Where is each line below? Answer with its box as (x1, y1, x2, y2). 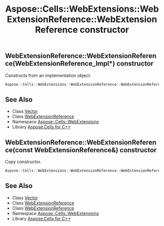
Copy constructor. (5, 159, 41, 165)
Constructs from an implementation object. (5, 72, 91, 78)
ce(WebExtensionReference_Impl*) (5, 60, 116, 68)
